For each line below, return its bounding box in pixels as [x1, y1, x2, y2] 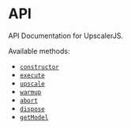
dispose [19, 104, 45, 113]
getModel [19, 113, 49, 121]
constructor [19, 63, 59, 71]
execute [19, 71, 45, 79]
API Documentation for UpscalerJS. [8, 31, 124, 40]
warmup [19, 88, 42, 96]
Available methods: [8, 46, 70, 55]
